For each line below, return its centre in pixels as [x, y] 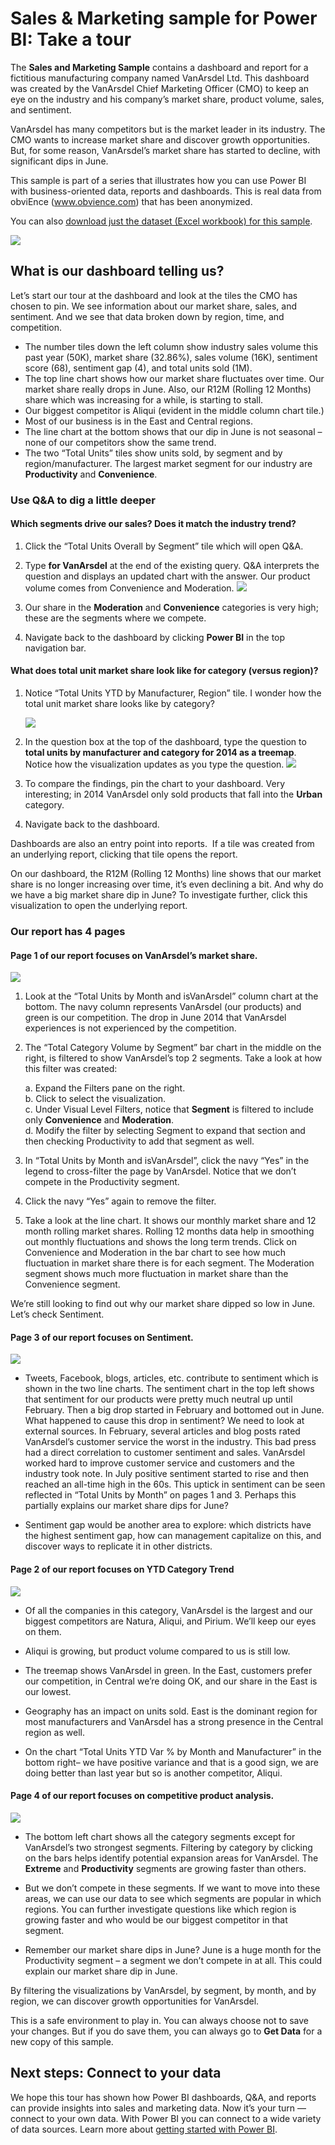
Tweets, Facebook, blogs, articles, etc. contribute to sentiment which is [171, 1378]
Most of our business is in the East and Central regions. [138, 421]
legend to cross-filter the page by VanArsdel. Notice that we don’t [160, 1171]
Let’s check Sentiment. [57, 1314]
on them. [43, 1631]
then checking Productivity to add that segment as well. [139, 1141]
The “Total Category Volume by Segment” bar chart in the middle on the [173, 1048]
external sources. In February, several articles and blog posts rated [162, 1431]
